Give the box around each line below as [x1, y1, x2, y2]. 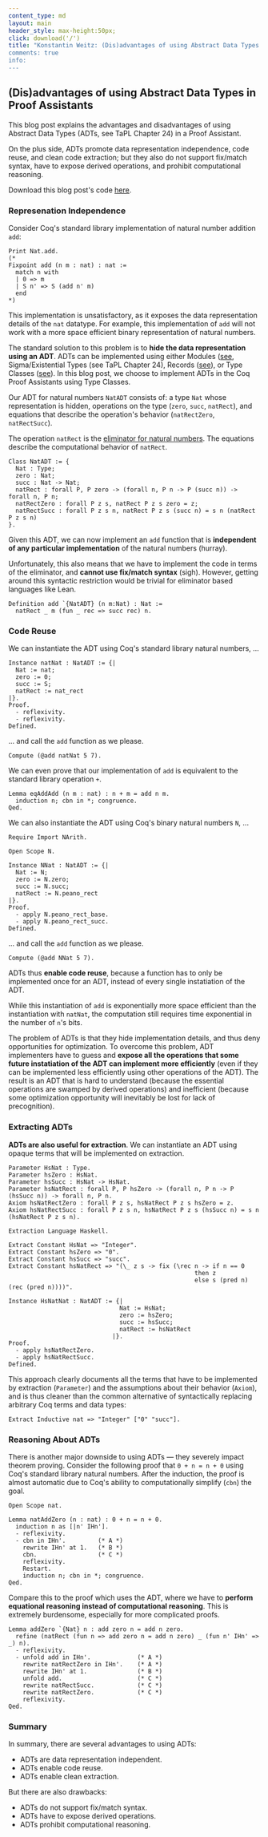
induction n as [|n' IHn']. [15, 1522, 110, 1531]
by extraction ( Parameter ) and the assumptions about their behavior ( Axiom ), [8, 1383, 258, 1392]
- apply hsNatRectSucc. [15, 1353, 94, 1361]
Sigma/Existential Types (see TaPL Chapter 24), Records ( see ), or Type [8, 360, 243, 369]
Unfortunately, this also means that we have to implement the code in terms [8, 559, 258, 568]
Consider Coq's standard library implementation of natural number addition [8, 223, 256, 232]
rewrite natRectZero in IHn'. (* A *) [22, 1660, 162, 1668]
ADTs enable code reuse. [19, 1763, 103, 1773]
